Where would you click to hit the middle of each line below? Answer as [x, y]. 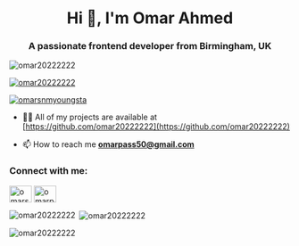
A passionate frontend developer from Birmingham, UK [150, 46]
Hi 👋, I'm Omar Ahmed [150, 18]
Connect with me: [49, 171]
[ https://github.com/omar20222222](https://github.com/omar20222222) [156, 127]
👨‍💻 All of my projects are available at [90, 117]
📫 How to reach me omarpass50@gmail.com [108, 144]
